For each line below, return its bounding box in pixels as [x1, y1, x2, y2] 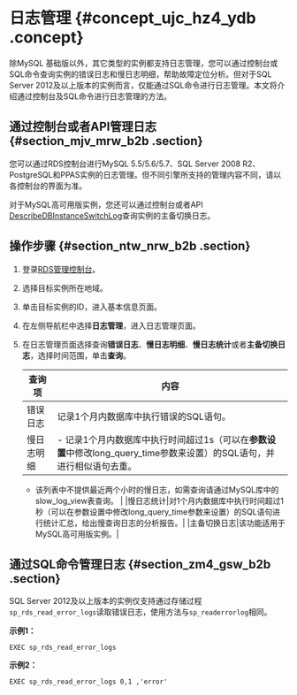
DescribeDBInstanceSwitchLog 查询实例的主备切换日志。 [9, 210, 216, 221]
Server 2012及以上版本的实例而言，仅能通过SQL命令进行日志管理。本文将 [9, 80, 278, 90]
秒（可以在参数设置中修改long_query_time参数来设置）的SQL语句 [34, 506, 273, 517]
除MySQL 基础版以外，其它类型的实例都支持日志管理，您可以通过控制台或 [9, 57, 278, 68]
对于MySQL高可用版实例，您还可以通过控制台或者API [9, 199, 203, 210]
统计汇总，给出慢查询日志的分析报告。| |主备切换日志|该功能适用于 [42, 517, 286, 528]
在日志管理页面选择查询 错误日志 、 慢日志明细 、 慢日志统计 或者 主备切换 [21, 339, 278, 349]
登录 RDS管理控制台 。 [21, 263, 100, 274]
